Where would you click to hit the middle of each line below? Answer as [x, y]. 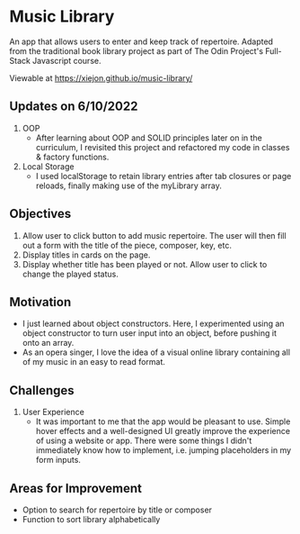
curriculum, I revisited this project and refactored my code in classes [163, 147]
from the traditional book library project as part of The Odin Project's [136, 50]
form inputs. [58, 460]
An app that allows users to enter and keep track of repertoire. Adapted [141, 41]
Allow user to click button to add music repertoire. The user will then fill [154, 235]
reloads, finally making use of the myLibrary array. [128, 186]
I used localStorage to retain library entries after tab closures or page [163, 176]
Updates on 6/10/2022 [74, 107]
